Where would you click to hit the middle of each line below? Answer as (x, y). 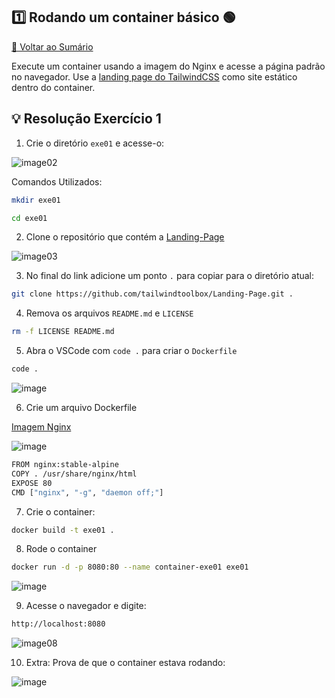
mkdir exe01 (36, 200)
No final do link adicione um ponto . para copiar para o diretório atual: (170, 276)
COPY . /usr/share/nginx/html (74, 474)
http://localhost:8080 (58, 624)
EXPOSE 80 (32, 483)
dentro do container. (53, 87)
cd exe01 (29, 218)
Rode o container (61, 549)
